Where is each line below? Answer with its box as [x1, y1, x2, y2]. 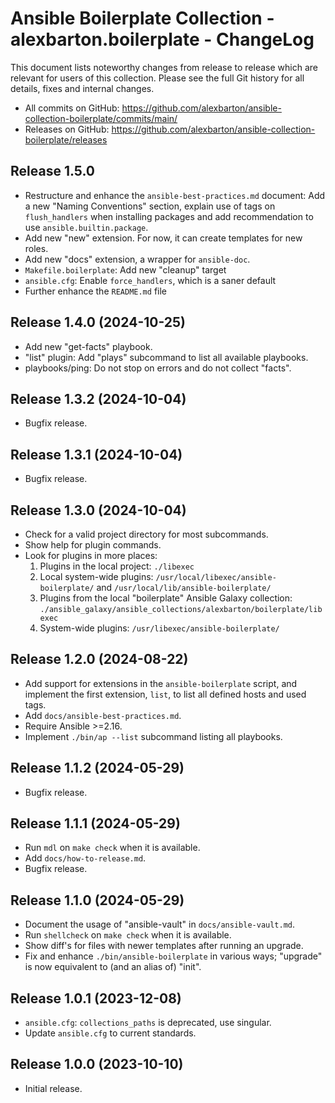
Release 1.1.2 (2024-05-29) [10, 760, 185, 777]
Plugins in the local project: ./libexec [39, 560, 195, 572]
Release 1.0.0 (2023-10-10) [10, 1056, 184, 1073]
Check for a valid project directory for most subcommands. [24, 528, 269, 540]
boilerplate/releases [24, 133, 108, 146]
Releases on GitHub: [24, 123, 110, 135]
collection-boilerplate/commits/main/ [24, 112, 178, 124]
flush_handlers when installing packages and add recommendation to [24, 210, 314, 222]
